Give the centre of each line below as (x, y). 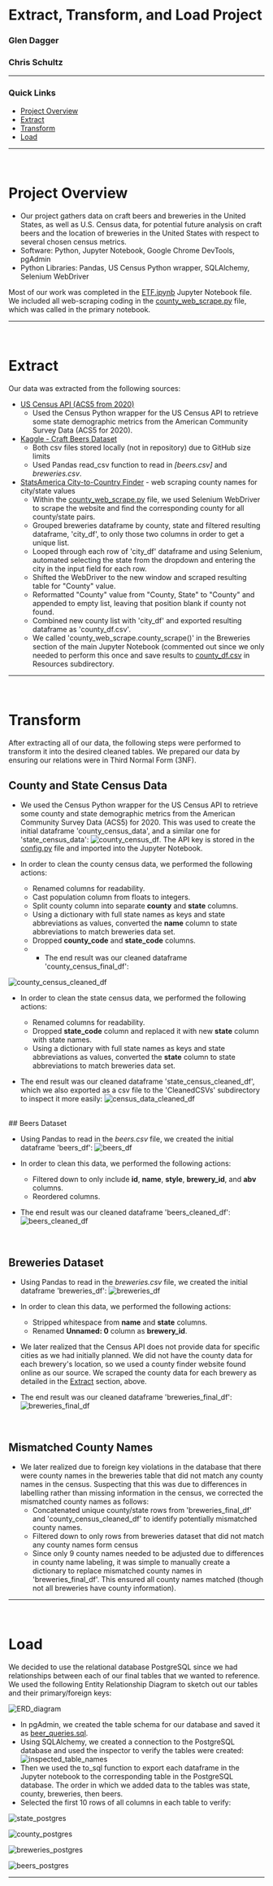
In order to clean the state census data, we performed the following (133, 998)
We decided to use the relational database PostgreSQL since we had (123, 1667)
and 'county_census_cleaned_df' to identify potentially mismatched (145, 1519)
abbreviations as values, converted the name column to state (135, 923)
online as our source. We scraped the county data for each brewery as (139, 1373)
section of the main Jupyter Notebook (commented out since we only (148, 646)
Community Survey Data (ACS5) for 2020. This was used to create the (138, 822)
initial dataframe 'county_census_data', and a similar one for (120, 831)
